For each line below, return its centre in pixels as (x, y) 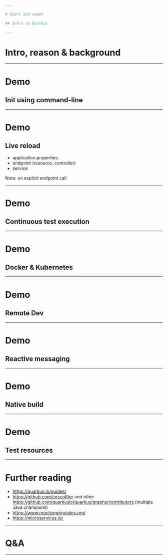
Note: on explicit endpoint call (36, 178)
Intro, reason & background (63, 52)
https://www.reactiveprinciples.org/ (49, 513)
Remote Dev (24, 313)
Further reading (38, 478)
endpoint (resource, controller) (44, 163)
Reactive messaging (37, 359)
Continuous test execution (47, 222)
